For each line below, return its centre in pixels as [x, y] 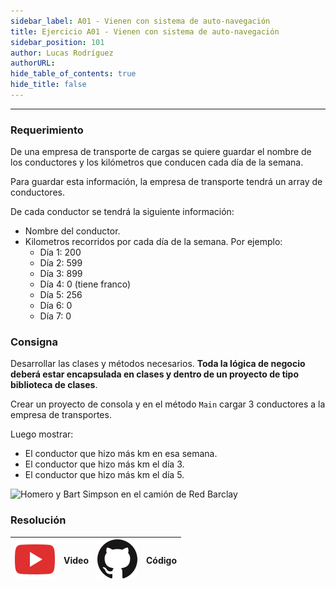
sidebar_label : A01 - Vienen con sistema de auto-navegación [140, 21]
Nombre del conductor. [72, 231]
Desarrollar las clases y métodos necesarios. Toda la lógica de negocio [158, 364]
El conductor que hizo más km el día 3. [104, 464]
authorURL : [33, 63]
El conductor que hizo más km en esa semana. [121, 454]
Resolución [38, 520]
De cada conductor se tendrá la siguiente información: [122, 212]
